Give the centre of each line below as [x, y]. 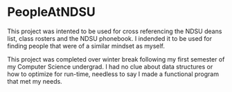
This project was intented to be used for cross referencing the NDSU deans [115, 31]
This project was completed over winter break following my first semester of [116, 59]
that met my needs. [35, 81]
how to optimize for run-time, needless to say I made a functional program [113, 74]
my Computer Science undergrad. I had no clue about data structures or [110, 66]
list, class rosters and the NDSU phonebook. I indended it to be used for [110, 38]
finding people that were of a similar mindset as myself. [86, 46]
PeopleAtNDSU [51, 12]
